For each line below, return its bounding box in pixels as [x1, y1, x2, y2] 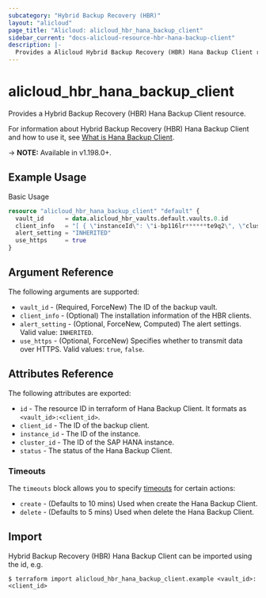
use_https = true [15, 237, 87, 245]
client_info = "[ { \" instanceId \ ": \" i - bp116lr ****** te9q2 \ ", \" [15, 222, 246, 230]
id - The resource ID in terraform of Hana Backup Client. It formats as [19, 403, 247, 413]
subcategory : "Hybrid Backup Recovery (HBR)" [8, 11, 161, 20]
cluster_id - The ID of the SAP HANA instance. [19, 437, 175, 447]
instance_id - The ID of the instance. [19, 429, 141, 438]
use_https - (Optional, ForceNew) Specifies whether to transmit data [19, 336, 243, 345]
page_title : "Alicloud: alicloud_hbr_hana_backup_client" [8, 26, 203, 34]
